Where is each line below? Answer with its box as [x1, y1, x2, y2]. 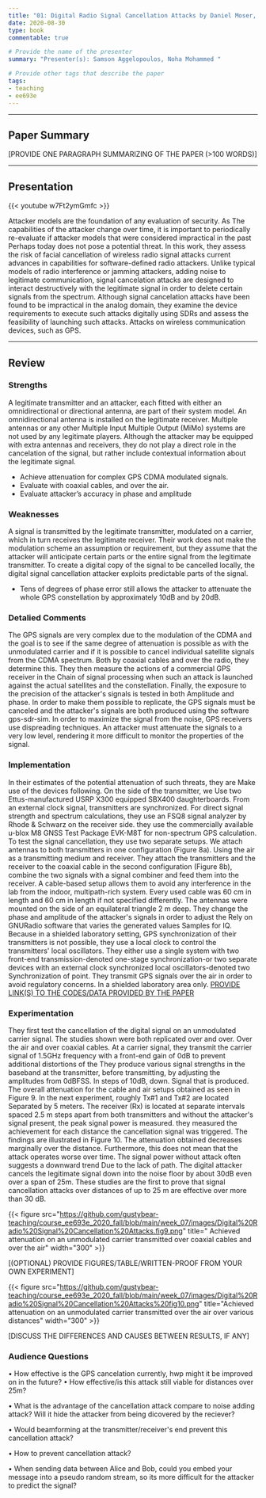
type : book [8, 26, 44, 34]
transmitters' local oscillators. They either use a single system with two [8, 946, 240, 955]
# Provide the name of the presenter [8, 48, 133, 56]
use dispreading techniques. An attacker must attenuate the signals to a [8, 722, 243, 733]
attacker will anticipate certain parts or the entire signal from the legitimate [8, 552, 252, 562]
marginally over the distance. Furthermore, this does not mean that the [8, 1144, 239, 1153]
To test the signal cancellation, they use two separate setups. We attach [8, 837, 243, 846]
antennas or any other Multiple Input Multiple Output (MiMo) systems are [8, 423, 246, 433]
